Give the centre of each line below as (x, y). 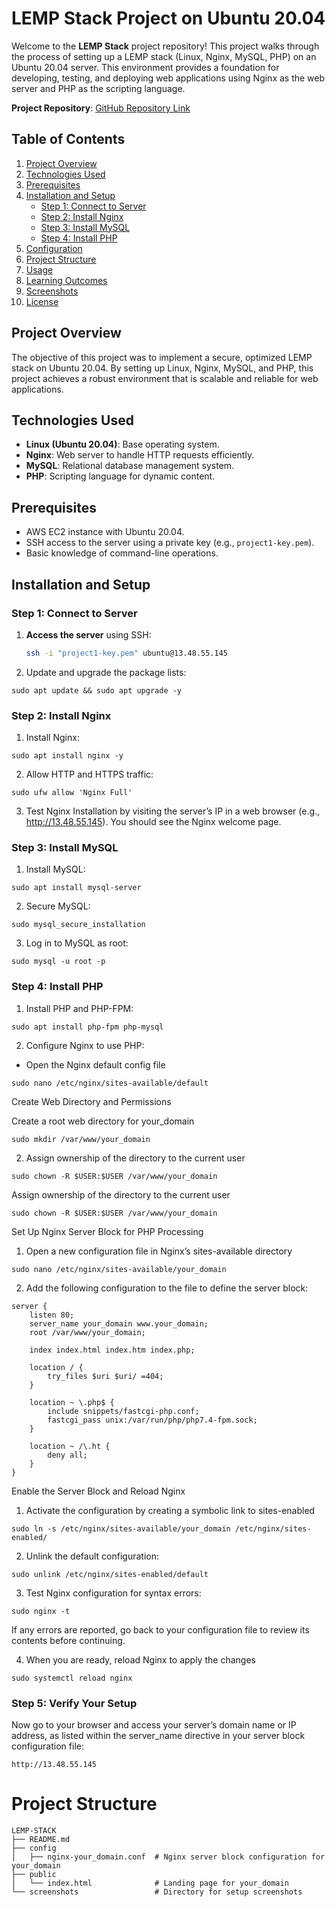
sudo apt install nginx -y (67, 756)
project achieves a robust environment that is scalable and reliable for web (165, 378)
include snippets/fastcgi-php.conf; (123, 1411)
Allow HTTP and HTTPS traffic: (89, 774)
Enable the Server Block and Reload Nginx (98, 1491)
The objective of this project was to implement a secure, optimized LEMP (162, 357)
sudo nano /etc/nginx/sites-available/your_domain (119, 1269)
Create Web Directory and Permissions (91, 1101)
